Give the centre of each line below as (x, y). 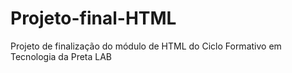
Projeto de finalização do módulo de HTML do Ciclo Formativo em (146, 46)
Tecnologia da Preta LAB (61, 56)
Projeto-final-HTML (93, 18)
